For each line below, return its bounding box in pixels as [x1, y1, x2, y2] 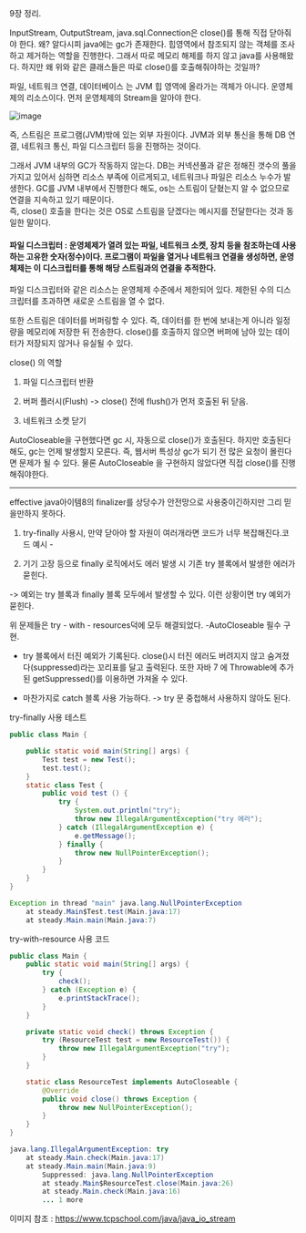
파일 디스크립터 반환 [22, 376, 94, 387]
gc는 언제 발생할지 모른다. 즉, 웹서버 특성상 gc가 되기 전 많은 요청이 [28, 446, 269, 457]
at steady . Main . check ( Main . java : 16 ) [42, 1187, 181, 1197]
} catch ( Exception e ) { [42, 985, 137, 995]
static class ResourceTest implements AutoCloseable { [25, 1077, 239, 1086]
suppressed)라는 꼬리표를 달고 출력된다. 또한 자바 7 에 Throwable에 [33, 662, 278, 673]
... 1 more [42, 1196, 84, 1205]
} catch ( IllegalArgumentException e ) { [57, 823, 214, 832]
